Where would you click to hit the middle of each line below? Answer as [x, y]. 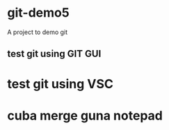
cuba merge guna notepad [85, 115]
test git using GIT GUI [54, 54]
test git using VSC [60, 84]
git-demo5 [38, 13]
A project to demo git [38, 32]
